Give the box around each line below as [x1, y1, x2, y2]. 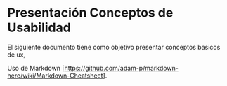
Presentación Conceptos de [7, 5, 174, 21]
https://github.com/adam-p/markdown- [64, 64, 179, 72]
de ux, [7, 50, 26, 59]
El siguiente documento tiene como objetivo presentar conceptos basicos [7, 43, 221, 51]
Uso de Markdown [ [7, 64, 65, 72]
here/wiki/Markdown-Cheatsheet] [7, 71, 105, 80]
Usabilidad [7, 20, 72, 36]
